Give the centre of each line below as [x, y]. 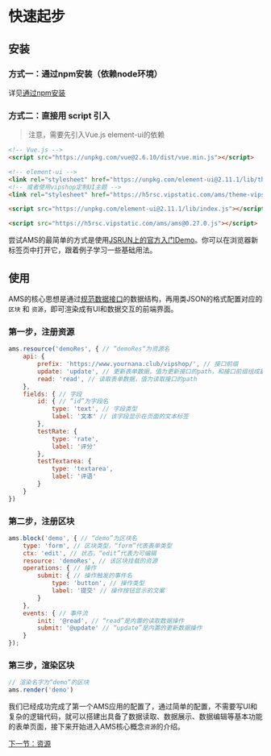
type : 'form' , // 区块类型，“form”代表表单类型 [98, 546]
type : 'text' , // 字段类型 [94, 409]
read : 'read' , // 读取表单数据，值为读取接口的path [117, 379]
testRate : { [58, 431]
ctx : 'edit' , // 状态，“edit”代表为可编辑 [90, 553]
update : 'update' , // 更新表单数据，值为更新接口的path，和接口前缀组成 [148, 372]
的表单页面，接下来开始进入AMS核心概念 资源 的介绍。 [97, 727]
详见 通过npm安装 [37, 93]
